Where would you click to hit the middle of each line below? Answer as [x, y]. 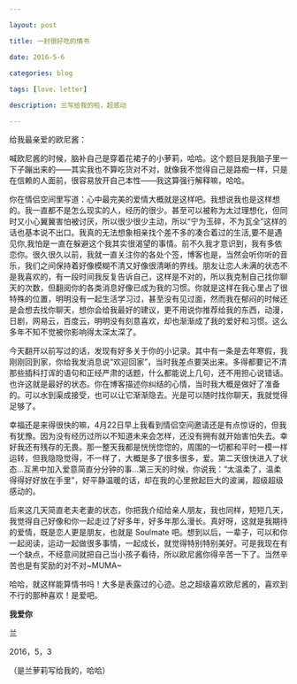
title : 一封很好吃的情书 [49, 41]
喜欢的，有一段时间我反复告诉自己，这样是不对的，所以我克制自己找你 [152, 276]
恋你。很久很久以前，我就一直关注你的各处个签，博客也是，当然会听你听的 [145, 254]
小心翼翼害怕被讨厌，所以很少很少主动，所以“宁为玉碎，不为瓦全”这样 [152, 221]
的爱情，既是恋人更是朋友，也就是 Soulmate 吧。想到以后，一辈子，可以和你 [148, 532]
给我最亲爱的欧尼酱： [48, 139]
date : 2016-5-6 [37, 57]
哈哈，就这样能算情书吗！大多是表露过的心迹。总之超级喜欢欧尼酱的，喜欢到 [148, 584]
